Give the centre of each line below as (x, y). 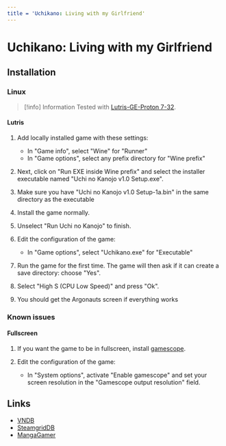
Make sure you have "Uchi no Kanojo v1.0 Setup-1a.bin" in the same (113, 192)
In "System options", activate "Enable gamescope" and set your (117, 375)
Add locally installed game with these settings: (83, 137)
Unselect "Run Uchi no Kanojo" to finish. (74, 226)
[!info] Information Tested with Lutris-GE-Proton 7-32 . (100, 107)
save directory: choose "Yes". (59, 273)
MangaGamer (36, 434)
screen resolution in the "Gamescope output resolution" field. (114, 382)
